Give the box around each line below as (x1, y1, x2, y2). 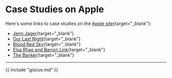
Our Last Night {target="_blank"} (12, 36, 81, 42)
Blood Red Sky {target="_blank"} (12, 41, 81, 47)
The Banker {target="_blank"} (12, 52, 75, 58)
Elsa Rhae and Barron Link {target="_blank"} (12, 46, 105, 53)
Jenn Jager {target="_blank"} (12, 30, 74, 36)
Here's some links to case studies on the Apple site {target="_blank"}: (5, 20, 152, 27)
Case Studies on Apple (5, 4, 104, 15)
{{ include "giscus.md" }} (5, 66, 58, 72)
